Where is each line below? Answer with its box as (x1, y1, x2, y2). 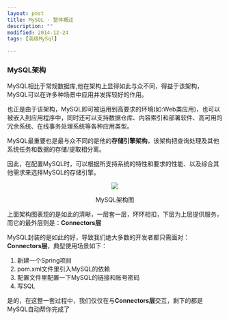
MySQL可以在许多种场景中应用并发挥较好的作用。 (7, 90, 148, 99)
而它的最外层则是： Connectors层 (7, 219, 102, 227)
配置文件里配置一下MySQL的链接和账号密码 (16, 274, 140, 282)
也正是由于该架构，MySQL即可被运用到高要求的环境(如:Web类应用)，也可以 (7, 105, 221, 114)
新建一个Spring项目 (16, 256, 72, 265)
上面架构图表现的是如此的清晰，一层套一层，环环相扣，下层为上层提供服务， (7, 210, 223, 219)
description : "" (7, 23, 53, 29)
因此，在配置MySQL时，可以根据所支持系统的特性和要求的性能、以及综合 (7, 160, 214, 168)
